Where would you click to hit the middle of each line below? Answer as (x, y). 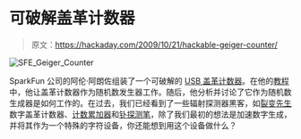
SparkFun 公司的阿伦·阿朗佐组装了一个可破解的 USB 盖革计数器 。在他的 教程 (149, 80)
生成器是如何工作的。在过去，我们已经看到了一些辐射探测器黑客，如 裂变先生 (150, 102)
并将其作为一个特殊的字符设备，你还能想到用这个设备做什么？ (123, 125)
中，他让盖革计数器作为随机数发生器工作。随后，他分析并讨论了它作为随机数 (150, 92)
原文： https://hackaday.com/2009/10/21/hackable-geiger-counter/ (154, 45)
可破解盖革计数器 (73, 18)
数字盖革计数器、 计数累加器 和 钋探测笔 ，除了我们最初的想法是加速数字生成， (150, 114)
